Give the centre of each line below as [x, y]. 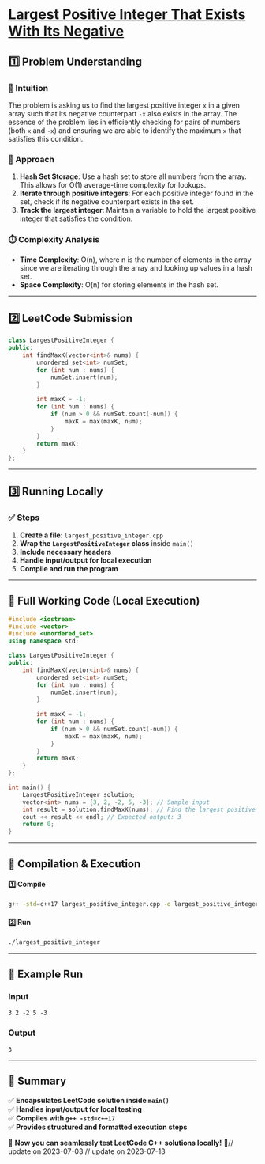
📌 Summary [37, 1081]
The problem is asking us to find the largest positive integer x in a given [124, 105]
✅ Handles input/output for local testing [75, 1109]
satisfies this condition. [46, 138]
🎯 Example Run [46, 974]
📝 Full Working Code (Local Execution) [104, 601]
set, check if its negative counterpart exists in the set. [107, 202]
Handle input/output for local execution [86, 560]
